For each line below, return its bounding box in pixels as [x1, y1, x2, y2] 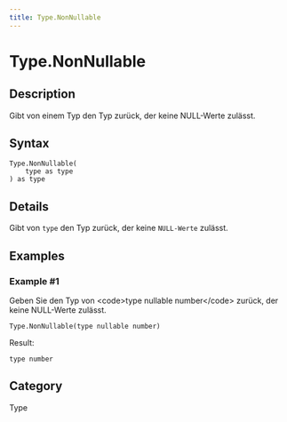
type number [9, 354, 53, 363]
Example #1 [9, 275, 60, 287]
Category [9, 378, 63, 394]
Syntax [9, 136, 50, 151]
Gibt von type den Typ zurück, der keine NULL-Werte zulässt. [9, 223, 228, 234]
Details [9, 199, 49, 214]
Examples [9, 248, 65, 263]
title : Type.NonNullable [9, 12, 101, 22]
